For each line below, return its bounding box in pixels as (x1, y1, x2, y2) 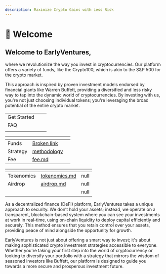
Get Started (7, 113, 35, 120)
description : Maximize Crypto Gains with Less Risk (5, 7, 114, 12)
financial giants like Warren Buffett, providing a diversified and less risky (5, 87, 152, 92)
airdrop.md (40, 180, 66, 187)
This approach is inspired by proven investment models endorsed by (5, 81, 145, 87)
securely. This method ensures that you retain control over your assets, (5, 222, 150, 228)
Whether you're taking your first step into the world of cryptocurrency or (5, 247, 153, 253)
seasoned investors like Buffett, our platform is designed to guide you (5, 258, 147, 264)
